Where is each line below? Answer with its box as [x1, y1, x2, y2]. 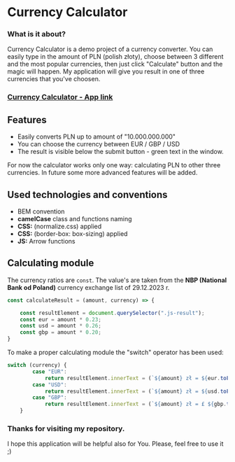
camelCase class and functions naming [17, 215, 132, 223]
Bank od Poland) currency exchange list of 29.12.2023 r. [7, 283, 170, 291]
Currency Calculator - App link [7, 92, 113, 102]
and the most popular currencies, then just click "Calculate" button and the [7, 60, 223, 69]
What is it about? [7, 29, 66, 39]
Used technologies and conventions [7, 188, 168, 200]
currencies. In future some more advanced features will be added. [7, 169, 198, 177]
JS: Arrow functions [17, 237, 76, 246]
